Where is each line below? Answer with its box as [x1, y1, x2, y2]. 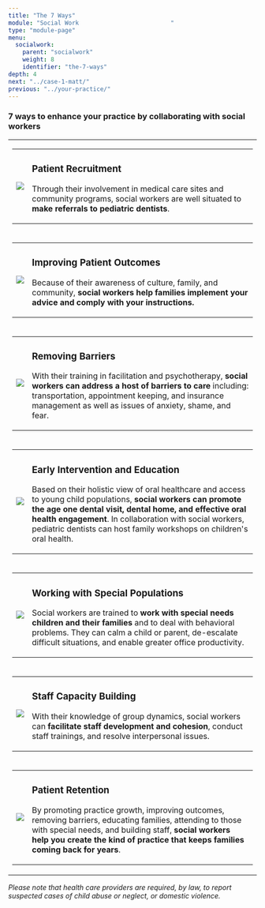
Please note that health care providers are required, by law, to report [8, 883, 232, 892]
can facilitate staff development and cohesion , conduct [32, 721, 243, 732]
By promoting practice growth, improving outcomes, [32, 805, 225, 816]
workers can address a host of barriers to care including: [32, 381, 249, 392]
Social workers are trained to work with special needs [32, 607, 234, 618]
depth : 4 [8, 70, 37, 78]
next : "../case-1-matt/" [8, 77, 90, 85]
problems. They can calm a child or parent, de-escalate [32, 627, 238, 638]
